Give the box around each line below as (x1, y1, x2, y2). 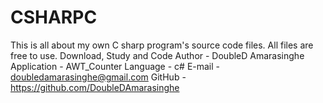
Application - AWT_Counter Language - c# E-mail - (10, 60, 221, 72)
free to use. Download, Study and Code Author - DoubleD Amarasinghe (10, 49, 305, 61)
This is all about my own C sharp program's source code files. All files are (10, 39, 314, 51)
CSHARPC (10, 6, 98, 29)
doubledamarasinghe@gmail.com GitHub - (10, 71, 187, 83)
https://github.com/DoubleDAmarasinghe (10, 81, 180, 93)
